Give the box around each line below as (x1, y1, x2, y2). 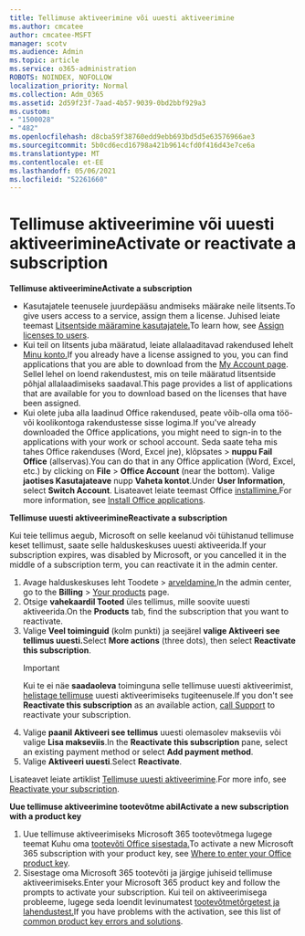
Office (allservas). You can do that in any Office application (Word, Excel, (22, 456, 296, 467)
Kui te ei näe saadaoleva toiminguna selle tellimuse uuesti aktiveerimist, (22, 680, 294, 691)
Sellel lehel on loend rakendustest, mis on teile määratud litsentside (22, 369, 277, 380)
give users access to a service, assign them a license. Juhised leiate (22, 310, 280, 321)
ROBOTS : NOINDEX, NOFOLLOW (9, 73, 112, 82)
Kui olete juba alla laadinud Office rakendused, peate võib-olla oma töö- (22, 407, 294, 418)
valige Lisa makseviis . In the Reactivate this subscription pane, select (22, 737, 289, 748)
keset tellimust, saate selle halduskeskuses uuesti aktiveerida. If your (9, 540, 267, 551)
